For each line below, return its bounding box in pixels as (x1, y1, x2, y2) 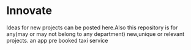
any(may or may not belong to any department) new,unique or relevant (6, 30, 185, 37)
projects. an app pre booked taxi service (6, 37, 108, 44)
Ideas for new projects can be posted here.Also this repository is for (6, 24, 178, 31)
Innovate (6, 4, 52, 18)
